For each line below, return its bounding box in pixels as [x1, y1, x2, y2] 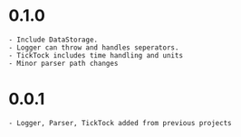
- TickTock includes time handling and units [8, 50, 183, 59]
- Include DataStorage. [8, 35, 99, 44]
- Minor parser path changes [8, 59, 119, 68]
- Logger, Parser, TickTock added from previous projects [8, 118, 232, 127]
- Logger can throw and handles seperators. [8, 42, 179, 52]
